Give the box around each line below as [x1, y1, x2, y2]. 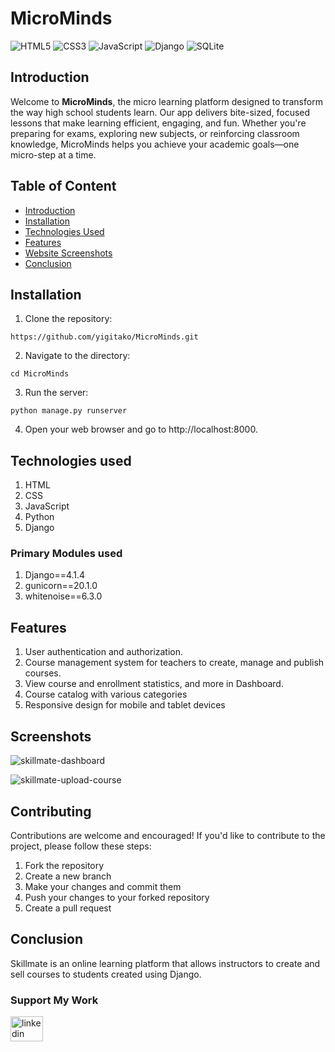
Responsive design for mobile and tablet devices [24, 699, 226, 711]
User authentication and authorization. [24, 646, 184, 658]
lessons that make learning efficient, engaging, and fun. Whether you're [10, 117, 307, 129]
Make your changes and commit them [24, 880, 182, 892]
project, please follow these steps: [10, 840, 152, 852]
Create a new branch [24, 870, 112, 882]
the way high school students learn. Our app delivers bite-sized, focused [10, 106, 311, 118]
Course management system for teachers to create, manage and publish [24, 657, 325, 669]
